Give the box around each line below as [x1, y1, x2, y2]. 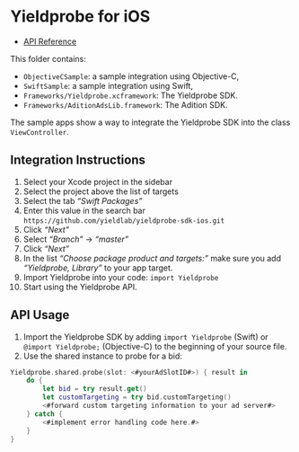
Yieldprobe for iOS [10, 6, 151, 27]
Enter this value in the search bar [22, 205, 146, 216]
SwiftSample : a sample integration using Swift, [22, 80, 194, 91]
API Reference [22, 36, 77, 47]
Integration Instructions [10, 153, 146, 168]
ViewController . [10, 126, 70, 137]
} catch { [26, 409, 64, 419]
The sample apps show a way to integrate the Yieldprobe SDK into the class [10, 117, 291, 128]
